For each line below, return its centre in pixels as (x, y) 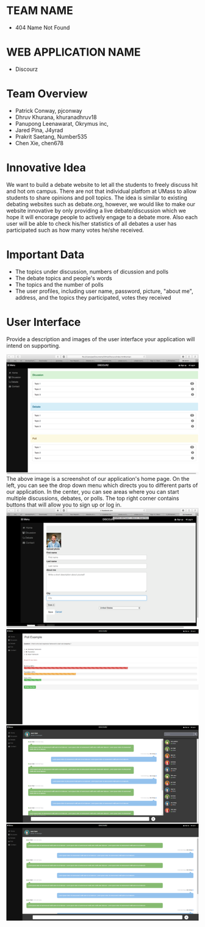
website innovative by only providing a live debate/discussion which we (96, 211)
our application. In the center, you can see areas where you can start (93, 491)
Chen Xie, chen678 (39, 143)
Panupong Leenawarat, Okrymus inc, (62, 123)
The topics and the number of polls (59, 284)
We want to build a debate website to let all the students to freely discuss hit (102, 184)
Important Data (45, 254)
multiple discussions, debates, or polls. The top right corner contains (93, 498)
